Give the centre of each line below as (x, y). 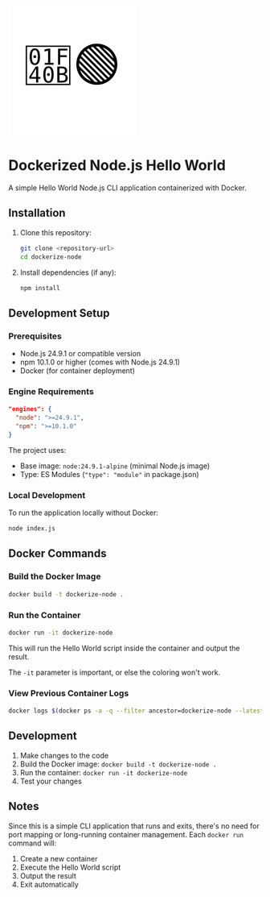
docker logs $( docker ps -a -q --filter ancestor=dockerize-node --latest (136, 711)
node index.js (32, 529)
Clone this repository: (55, 232)
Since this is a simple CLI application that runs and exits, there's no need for (134, 826)
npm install (40, 288)
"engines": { (30, 409)
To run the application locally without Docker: (84, 513)
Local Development (47, 495)
